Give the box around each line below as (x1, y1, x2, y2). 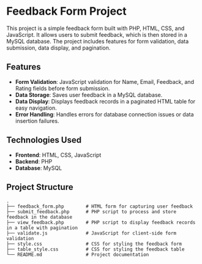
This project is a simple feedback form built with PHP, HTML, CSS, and (6, 25, 185, 32)
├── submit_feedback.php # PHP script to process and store (6, 209, 176, 215)
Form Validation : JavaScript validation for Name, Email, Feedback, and (15, 78, 195, 85)
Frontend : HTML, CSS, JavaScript (15, 151, 102, 159)
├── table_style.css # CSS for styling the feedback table (6, 246, 185, 252)
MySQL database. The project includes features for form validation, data (6, 37, 189, 45)
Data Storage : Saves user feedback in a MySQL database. (15, 91, 163, 99)
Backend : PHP (15, 157, 53, 165)
